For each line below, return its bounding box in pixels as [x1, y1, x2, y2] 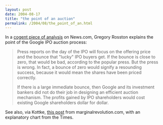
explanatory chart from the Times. [5, 114, 74, 120]
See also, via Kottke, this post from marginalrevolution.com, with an [5, 109, 141, 115]
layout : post [5, 7, 32, 12]
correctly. [17, 75, 37, 81]
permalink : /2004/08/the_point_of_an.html [5, 21, 93, 26]
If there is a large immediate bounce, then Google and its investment [17, 84, 155, 90]
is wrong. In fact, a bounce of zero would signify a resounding [17, 64, 142, 70]
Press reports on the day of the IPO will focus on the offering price [17, 49, 151, 55]
